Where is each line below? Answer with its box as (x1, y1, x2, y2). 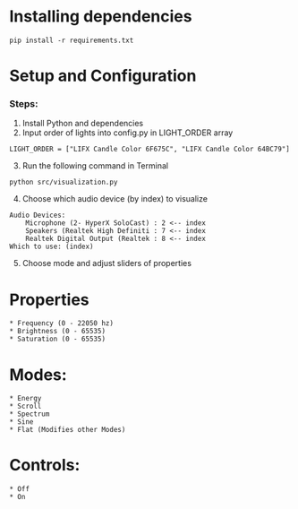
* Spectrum (9, 410, 50, 418)
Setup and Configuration (9, 65, 197, 86)
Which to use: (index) (9, 242, 94, 252)
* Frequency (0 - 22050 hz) (9, 319, 115, 328)
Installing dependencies (9, 6, 192, 27)
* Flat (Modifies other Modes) (9, 426, 126, 435)
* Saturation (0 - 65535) (9, 334, 106, 344)
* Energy (9, 394, 42, 403)
